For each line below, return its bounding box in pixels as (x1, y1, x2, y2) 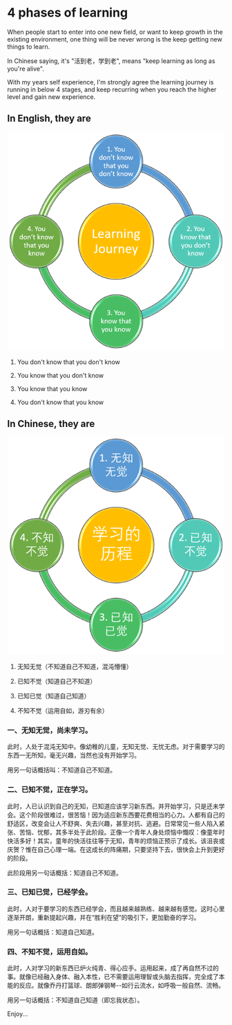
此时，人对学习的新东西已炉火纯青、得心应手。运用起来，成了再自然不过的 (7, 964, 219, 972)
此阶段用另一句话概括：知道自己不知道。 (7, 869, 122, 877)
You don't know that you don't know (17, 358, 121, 366)
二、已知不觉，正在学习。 (7, 785, 93, 795)
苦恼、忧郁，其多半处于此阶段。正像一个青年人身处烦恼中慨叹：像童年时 (19, 828, 225, 836)
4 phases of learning (7, 5, 128, 21)
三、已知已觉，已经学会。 (7, 887, 93, 897)
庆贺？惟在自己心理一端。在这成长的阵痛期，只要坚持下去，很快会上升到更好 (7, 845, 225, 853)
